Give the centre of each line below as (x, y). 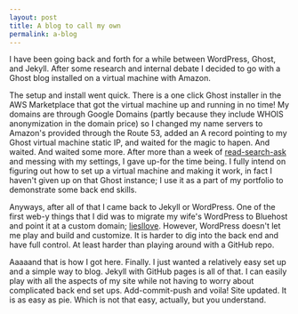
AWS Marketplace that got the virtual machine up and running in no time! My (149, 105)
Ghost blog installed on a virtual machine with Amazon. (110, 78)
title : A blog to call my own (65, 26)
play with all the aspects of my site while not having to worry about (132, 281)
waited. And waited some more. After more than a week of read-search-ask (148, 152)
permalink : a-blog (43, 34)
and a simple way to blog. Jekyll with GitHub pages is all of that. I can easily (148, 271)
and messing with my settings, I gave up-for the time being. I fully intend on (148, 162)
